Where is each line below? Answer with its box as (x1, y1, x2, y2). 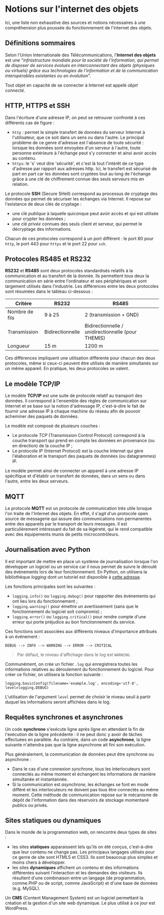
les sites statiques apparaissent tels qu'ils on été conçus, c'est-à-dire (12, 844, 153, 850)
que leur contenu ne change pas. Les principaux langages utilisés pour (12, 849, 155, 855)
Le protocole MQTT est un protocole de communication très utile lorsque (5, 505, 152, 511)
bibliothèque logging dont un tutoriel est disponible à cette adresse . (5, 574, 141, 580)
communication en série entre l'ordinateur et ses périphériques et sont (5, 278, 147, 284)
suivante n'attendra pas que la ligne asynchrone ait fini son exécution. (5, 741, 146, 747)
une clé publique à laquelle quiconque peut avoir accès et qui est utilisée (12, 210, 159, 216)
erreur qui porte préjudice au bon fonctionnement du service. (12, 619, 136, 625)
